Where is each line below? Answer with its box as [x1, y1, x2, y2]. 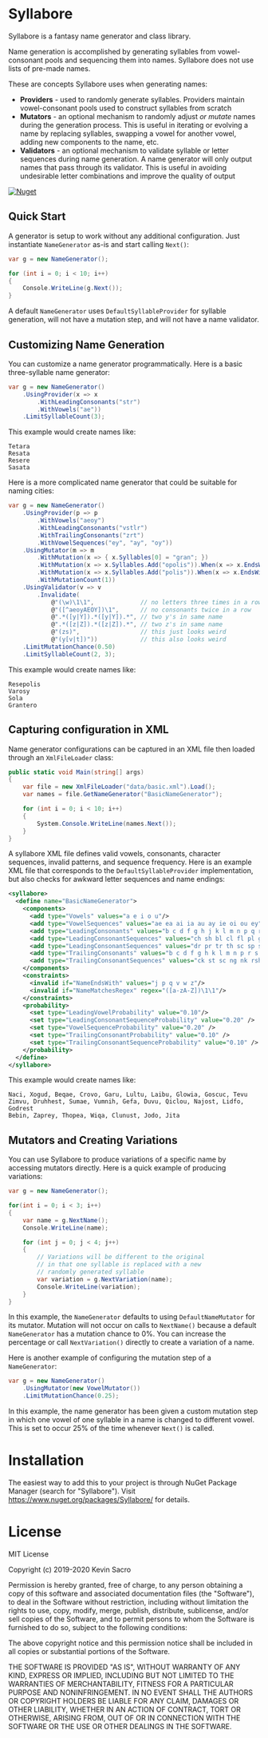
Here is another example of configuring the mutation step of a [8, 1353, 211, 1363]
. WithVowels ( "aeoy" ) [37, 516, 105, 524]
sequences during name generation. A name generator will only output [19, 153, 253, 164]
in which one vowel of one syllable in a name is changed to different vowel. [8, 1415, 255, 1425]
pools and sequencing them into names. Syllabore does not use [45, 55, 254, 65]
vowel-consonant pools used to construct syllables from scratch [19, 103, 232, 113]
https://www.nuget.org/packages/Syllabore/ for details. [8, 1495, 190, 1504]
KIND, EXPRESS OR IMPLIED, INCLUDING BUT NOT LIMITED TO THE [8, 1670, 235, 1680]
